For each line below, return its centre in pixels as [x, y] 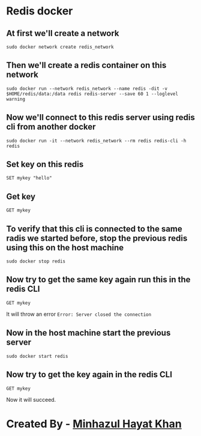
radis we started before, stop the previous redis [97, 238]
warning [16, 99]
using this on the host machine [65, 247]
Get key [21, 196]
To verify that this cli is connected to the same [94, 229]
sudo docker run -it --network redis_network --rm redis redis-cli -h [96, 141]
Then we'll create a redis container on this [86, 65]
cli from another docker [51, 127]
